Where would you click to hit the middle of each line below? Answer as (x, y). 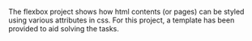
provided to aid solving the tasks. (64, 29)
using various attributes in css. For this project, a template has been (122, 20)
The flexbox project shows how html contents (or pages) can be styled (126, 12)
